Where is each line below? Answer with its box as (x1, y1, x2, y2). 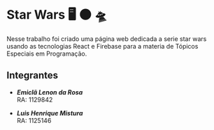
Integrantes (6, 70, 59, 81)
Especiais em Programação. (6, 49, 87, 58)
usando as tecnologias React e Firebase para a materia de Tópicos (6, 42, 199, 50)
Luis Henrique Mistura (16, 108, 83, 117)
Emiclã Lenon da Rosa (16, 88, 83, 96)
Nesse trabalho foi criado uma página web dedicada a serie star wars (6, 34, 207, 43)
